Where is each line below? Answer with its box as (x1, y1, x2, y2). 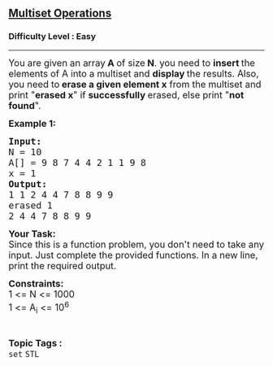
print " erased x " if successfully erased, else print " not (8, 89, 245, 101)
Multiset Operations (8, 7, 112, 20)
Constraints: (8, 277, 64, 290)
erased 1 (8, 199, 53, 211)
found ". (8, 99, 41, 111)
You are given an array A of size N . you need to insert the (8, 57, 256, 68)
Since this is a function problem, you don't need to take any (8, 238, 265, 251)
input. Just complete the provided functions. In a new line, (8, 249, 258, 261)
